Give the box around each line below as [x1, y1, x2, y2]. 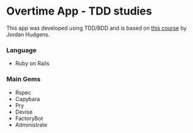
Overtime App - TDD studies [6, 4, 152, 18]
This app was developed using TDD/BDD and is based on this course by [6, 24, 187, 32]
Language [6, 46, 37, 54]
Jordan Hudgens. [6, 30, 50, 38]
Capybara [15, 95, 40, 103]
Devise [15, 108, 33, 115]
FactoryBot [15, 114, 43, 122]
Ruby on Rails [15, 60, 50, 67]
